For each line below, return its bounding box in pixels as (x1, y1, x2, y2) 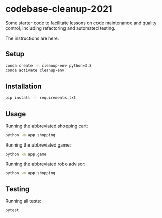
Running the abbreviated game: (5, 141, 71, 148)
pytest (5, 208, 19, 213)
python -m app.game (5, 152, 47, 157)
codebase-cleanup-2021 (5, 3, 113, 15)
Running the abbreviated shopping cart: (5, 123, 88, 129)
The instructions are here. (5, 35, 59, 41)
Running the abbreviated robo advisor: (5, 161, 86, 167)
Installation (5, 82, 42, 90)
